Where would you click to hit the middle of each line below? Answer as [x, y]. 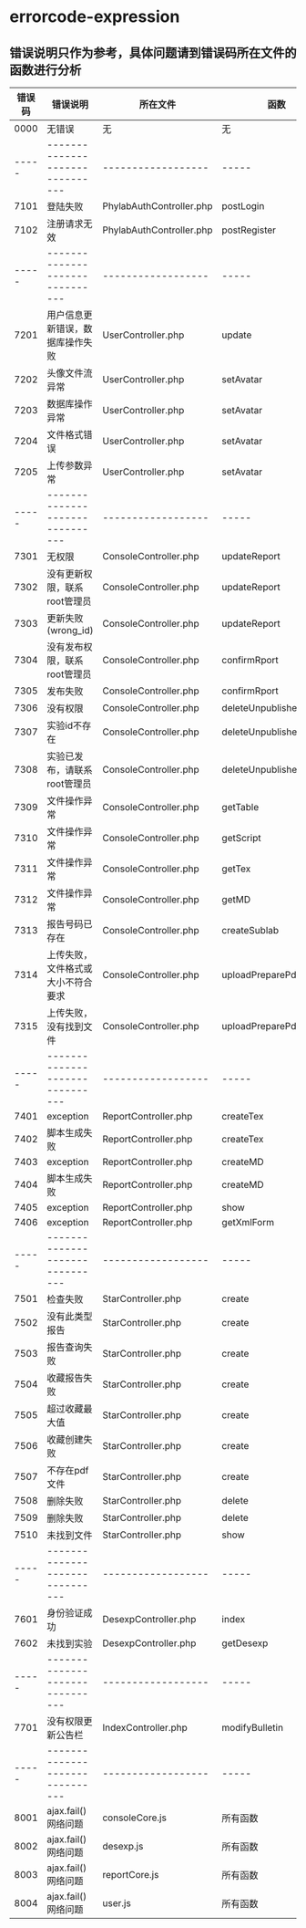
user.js [117, 1903]
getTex [236, 869]
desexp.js [123, 1846]
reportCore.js [131, 1875]
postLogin [243, 206]
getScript [241, 838]
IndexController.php [145, 1728]
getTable [240, 807]
